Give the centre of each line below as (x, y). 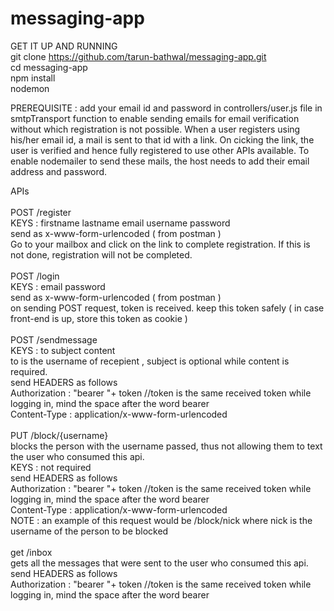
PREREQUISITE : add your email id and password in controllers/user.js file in (166, 108)
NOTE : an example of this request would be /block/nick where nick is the (161, 520)
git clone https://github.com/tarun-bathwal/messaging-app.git (138, 56)
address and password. (59, 171)
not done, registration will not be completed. (101, 254)
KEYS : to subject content (63, 350)
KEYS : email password (58, 286)
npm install (33, 78)
